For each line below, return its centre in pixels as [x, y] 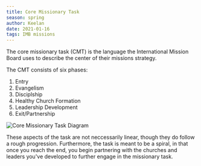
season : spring [25, 18]
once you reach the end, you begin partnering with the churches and [92, 150]
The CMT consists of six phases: [47, 70]
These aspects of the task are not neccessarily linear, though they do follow [101, 138]
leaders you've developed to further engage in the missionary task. [90, 157]
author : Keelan [25, 23]
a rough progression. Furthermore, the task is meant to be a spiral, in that [97, 144]
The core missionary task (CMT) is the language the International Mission [97, 51]
